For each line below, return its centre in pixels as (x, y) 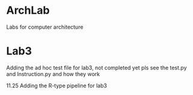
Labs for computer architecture (45, 27)
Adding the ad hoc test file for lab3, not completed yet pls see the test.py (97, 68)
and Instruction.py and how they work (53, 74)
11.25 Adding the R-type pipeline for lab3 (57, 85)
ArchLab (28, 10)
